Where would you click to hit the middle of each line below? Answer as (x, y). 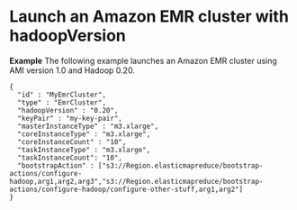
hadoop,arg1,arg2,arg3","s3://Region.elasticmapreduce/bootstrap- (136, 181)
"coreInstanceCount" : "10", (72, 142)
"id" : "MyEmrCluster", (62, 95)
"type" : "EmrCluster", (62, 102)
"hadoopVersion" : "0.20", (68, 110)
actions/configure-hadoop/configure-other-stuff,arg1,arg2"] (126, 189)
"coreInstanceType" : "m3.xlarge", (84, 134)
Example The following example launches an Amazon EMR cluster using (143, 60)
